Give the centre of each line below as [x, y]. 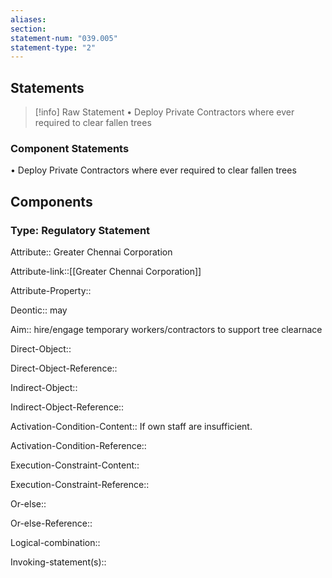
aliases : [28, 19]
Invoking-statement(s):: [58, 562]
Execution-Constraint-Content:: [75, 465]
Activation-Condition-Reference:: [78, 446]
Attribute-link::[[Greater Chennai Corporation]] [106, 272]
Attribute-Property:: [51, 291]
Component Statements [70, 148]
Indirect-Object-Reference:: [67, 407]
